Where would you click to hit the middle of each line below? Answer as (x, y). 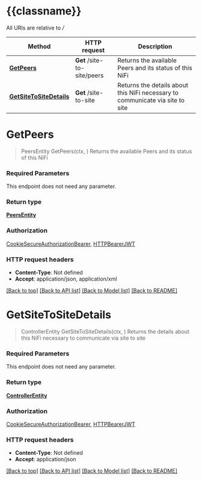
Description (155, 46)
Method (39, 46)
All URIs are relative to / (35, 28)
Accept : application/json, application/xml (66, 279)
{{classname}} (44, 11)
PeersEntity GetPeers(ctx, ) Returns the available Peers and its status (106, 151)
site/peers (89, 75)
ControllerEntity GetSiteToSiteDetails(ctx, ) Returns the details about (105, 332)
